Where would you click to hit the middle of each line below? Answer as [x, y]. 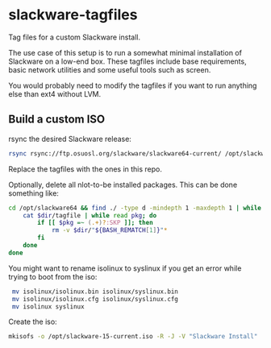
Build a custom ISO [57, 120]
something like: [33, 193]
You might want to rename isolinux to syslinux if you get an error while [125, 268]
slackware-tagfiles [73, 15]
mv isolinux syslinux [48, 307]
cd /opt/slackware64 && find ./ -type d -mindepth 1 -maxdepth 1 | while [135, 208]
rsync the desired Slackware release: [70, 139]
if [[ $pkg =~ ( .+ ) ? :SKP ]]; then [95, 223]
